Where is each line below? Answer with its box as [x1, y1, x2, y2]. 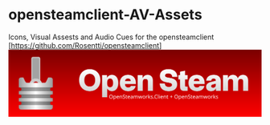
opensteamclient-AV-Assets [8, 6, 202, 24]
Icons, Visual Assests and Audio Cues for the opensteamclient [8, 32, 215, 42]
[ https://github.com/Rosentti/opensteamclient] [8, 40, 162, 50]
